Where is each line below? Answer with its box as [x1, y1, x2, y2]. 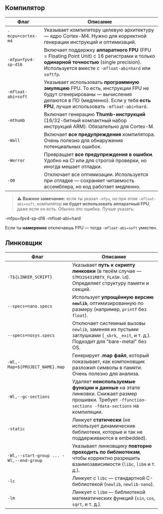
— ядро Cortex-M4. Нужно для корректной [44, 33, 147, 39]
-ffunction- [119, 397, 147, 403]
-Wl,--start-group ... [7, 453, 60, 458]
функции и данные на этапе [72, 384, 140, 391]
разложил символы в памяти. [72, 364, 142, 371]
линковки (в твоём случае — [72, 267, 142, 274]
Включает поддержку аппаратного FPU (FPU [44, 46, 151, 53]
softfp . [44, 70, 61, 77]
